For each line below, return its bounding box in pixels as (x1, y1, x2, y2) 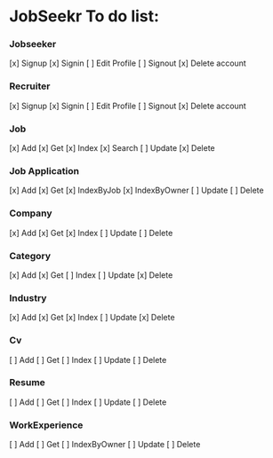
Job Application (9, 165, 80, 177)
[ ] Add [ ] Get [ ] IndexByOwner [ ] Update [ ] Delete (9, 439, 201, 450)
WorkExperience (9, 419, 84, 431)
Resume (9, 376, 46, 389)
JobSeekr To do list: (9, 6, 160, 27)
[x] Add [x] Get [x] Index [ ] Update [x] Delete (9, 312, 175, 323)
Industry (9, 291, 47, 304)
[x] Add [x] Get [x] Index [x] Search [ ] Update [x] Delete (9, 143, 215, 154)
